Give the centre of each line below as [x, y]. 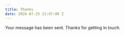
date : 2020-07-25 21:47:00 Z [34, 14]
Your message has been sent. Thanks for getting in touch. [63, 27]
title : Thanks [19, 9]
